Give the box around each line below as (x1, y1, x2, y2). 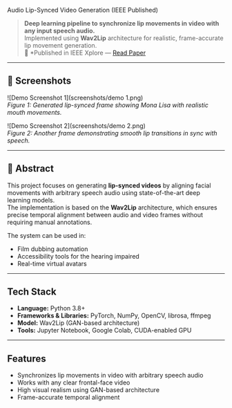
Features (7, 353, 46, 364)
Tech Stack (7, 286, 57, 298)
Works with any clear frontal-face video (17, 378, 130, 387)
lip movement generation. (23, 41, 97, 49)
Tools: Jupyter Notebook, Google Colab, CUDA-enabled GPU (17, 326, 192, 335)
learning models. (7, 196, 55, 204)
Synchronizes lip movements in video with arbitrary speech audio (17, 371, 204, 380)
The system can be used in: (7, 231, 86, 239)
